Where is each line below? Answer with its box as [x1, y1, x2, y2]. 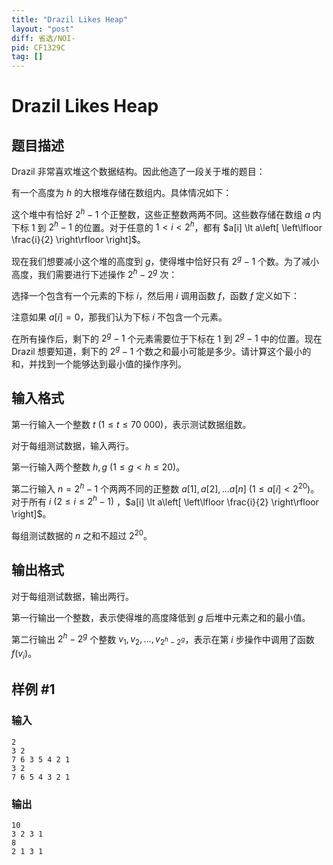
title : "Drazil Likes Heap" [11, 14, 129, 25]
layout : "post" [11, 24, 75, 34]
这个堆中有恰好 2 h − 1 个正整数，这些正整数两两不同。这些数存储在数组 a [11, 207, 311, 220]
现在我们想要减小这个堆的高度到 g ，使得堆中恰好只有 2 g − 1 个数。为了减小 [11, 254, 320, 268]
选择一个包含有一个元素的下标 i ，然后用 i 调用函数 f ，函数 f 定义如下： [11, 289, 300, 301]
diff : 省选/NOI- [11, 33, 76, 43]
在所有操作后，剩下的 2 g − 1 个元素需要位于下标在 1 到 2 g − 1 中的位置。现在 [11, 331, 323, 345]
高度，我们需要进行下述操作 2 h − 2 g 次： [11, 267, 178, 280]
